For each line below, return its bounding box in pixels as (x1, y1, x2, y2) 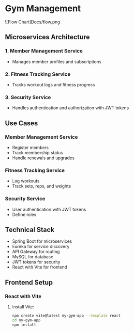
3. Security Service (5, 94, 51, 100)
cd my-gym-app (12, 317, 41, 323)
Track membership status (12, 149, 63, 155)
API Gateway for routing (12, 249, 60, 255)
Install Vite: (12, 304, 35, 310)
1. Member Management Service (5, 48, 83, 54)
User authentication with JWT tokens (12, 206, 86, 212)
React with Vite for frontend (12, 264, 68, 270)
